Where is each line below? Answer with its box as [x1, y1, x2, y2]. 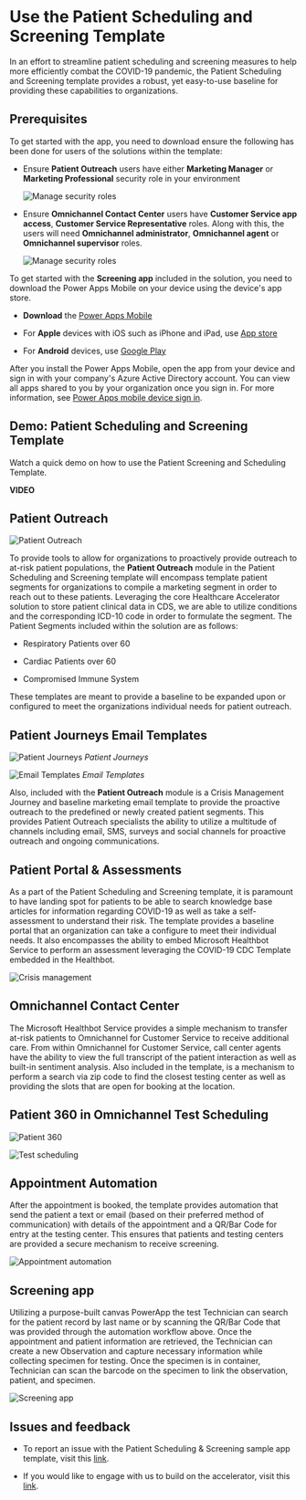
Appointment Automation [9, 1176, 158, 1191]
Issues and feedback [9, 1419, 131, 1434]
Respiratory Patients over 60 [22, 638, 131, 649]
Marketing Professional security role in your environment [22, 173, 240, 184]
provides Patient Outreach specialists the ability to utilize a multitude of [9, 816, 277, 827]
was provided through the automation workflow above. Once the [9, 1327, 253, 1337]
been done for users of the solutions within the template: [9, 145, 223, 156]
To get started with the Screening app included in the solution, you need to [9, 272, 292, 284]
